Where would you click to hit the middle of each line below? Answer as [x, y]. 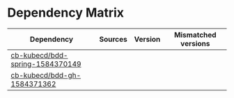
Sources [113, 39]
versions [195, 43]
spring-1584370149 [46, 64]
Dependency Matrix [65, 13]
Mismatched [195, 35]
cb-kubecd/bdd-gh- [46, 75]
